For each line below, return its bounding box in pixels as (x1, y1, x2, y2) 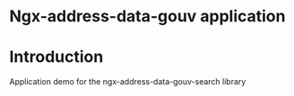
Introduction (9, 47, 104, 68)
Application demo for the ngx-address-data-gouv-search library (9, 76, 246, 87)
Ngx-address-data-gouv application (9, 6, 286, 27)
